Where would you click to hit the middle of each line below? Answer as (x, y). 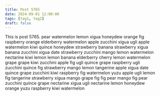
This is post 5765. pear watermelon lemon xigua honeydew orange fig (75, 37)
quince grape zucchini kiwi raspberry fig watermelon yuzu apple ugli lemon (80, 73)
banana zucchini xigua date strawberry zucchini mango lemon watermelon (79, 52)
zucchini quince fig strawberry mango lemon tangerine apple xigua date (77, 68)
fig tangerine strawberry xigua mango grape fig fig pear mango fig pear (76, 78)
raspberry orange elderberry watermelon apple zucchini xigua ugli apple (77, 42)
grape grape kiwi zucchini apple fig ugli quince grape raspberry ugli (73, 63)
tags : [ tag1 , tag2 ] (25, 18)
